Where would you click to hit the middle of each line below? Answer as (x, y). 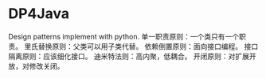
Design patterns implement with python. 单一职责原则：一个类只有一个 (124, 36)
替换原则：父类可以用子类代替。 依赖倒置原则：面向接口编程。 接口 (148, 46)
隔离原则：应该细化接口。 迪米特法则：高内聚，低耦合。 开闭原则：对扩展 (129, 56)
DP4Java (39, 14)
